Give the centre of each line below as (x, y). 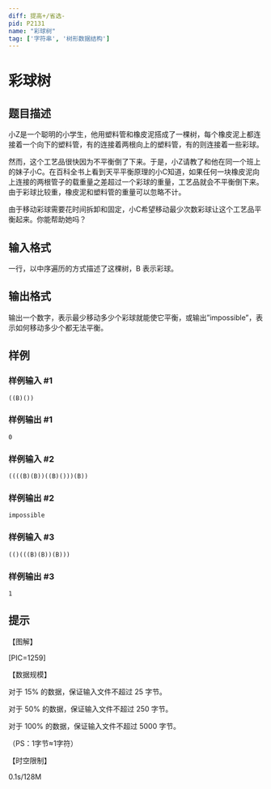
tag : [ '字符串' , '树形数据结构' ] (59, 38)
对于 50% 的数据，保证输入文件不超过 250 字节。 (91, 709)
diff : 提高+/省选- (37, 16)
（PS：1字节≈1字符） (43, 743)
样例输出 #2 (32, 498)
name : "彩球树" (32, 31)
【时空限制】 (30, 760)
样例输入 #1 (30, 381)
